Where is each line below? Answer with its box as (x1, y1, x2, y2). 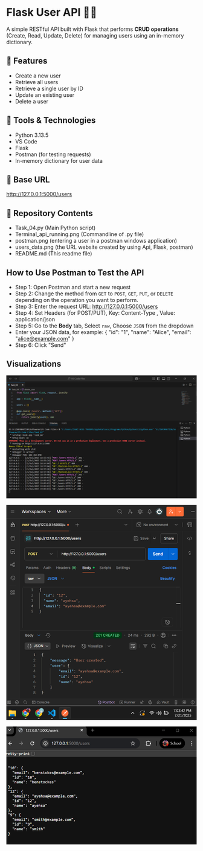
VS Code (14, 137, 37, 145)
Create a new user (14, 72, 62, 79)
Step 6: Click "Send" (14, 341, 66, 349)
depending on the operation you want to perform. (14, 297, 138, 303)
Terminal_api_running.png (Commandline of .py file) (14, 231, 144, 238)
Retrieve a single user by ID (14, 85, 83, 92)
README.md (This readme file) (14, 250, 92, 257)
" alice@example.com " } (14, 335, 74, 342)
